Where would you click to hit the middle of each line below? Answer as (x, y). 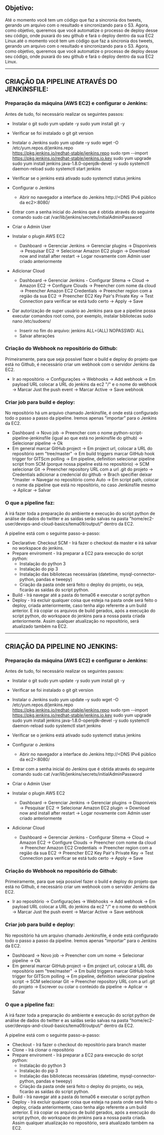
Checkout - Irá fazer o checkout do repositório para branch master (79, 1044)
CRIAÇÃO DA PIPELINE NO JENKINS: (61, 647)
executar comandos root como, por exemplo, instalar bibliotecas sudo (82, 316)
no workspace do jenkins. (38, 548)
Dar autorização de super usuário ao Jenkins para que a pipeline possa (84, 311)
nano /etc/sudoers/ (31, 321)
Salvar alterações (37, 336)
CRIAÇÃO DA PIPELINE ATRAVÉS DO (61, 82)
